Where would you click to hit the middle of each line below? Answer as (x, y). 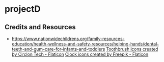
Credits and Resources (40, 27)
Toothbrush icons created (132, 49)
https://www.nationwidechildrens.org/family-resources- (68, 39)
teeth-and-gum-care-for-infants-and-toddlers (58, 49)
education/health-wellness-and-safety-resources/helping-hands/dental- (85, 44)
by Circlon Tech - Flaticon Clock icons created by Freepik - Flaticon (80, 54)
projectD (23, 9)
